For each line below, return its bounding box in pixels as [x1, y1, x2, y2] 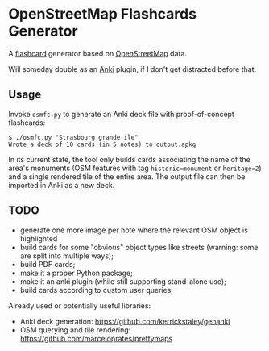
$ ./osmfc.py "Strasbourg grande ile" [8, 133, 139, 141]
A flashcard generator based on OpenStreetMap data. [8, 48, 188, 58]
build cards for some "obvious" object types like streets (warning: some [19, 242, 259, 252]
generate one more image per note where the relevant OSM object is [19, 225, 248, 235]
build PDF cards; [19, 259, 76, 269]
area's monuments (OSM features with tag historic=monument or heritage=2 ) [8, 163, 262, 173]
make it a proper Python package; [19, 268, 133, 278]
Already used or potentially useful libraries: [8, 300, 151, 311]
